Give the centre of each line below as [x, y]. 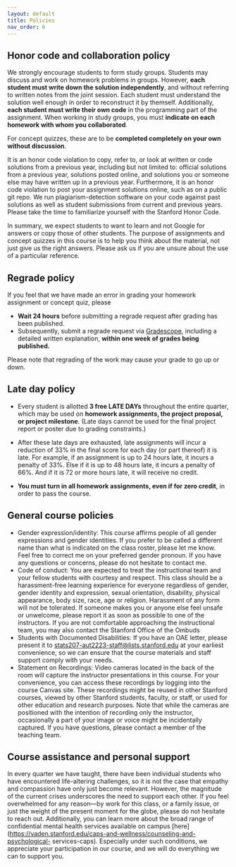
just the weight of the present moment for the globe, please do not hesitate [116, 811]
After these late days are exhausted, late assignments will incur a [112, 442]
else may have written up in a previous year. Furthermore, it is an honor [111, 182]
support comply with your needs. [66, 660]
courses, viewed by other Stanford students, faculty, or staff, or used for [122, 697]
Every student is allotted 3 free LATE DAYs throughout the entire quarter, [123, 406]
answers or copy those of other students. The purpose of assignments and [116, 233]
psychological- [29, 841]
